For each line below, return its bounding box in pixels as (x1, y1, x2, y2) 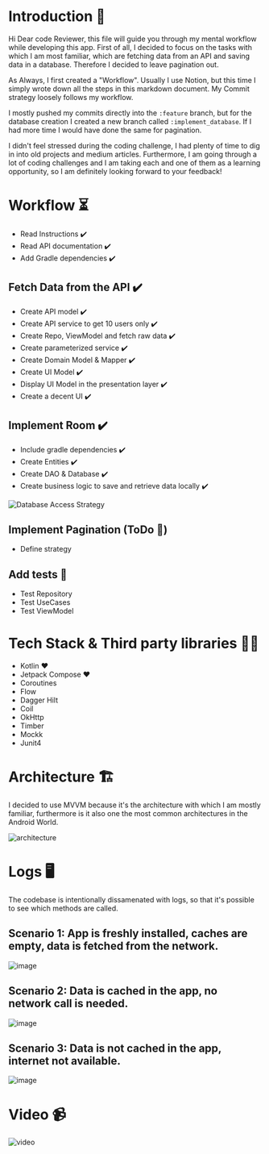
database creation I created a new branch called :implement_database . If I (8, 116, 252, 126)
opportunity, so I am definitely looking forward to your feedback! (8, 166, 223, 176)
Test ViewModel (19, 606, 74, 616)
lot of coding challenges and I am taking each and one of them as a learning (8, 157, 261, 168)
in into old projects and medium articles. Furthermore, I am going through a (8, 149, 258, 159)
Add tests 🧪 (8, 568, 68, 581)
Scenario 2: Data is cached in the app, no (8, 984, 217, 998)
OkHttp (19, 713, 44, 723)
